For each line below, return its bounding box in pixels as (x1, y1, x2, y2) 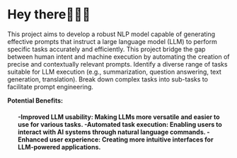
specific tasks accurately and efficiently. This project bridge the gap (7, 45, 206, 53)
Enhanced (17, 135, 48, 144)
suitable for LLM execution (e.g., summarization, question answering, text (7, 67, 221, 76)
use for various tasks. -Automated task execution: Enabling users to (17, 120, 223, 128)
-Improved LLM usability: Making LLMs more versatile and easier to (17, 113, 221, 121)
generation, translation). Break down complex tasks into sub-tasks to (7, 74, 209, 84)
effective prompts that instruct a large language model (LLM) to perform (7, 37, 217, 45)
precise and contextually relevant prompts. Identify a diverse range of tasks (7, 60, 228, 68)
